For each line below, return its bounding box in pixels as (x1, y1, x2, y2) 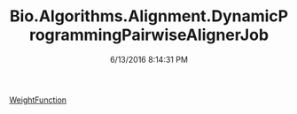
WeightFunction (9, 95, 67, 105)
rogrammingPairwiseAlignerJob (29, 25, 269, 45)
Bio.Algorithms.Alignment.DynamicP (9, 6, 289, 27)
